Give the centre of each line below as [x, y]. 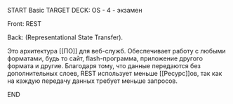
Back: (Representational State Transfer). [65, 37]
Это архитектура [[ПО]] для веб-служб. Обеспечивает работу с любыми [116, 51]
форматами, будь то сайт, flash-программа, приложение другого [105, 58]
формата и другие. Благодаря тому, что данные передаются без [104, 66]
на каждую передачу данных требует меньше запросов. [92, 81]
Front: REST [25, 24]
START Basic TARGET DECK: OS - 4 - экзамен [75, 10]
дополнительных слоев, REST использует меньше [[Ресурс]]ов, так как [115, 73]
